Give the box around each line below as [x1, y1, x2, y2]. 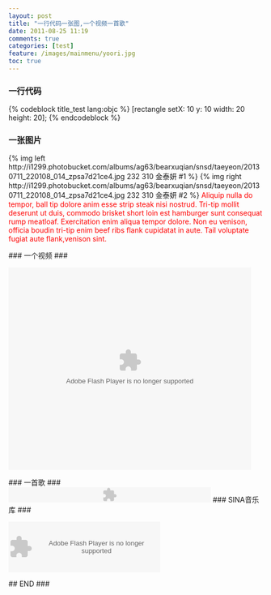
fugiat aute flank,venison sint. [8, 234, 107, 244]
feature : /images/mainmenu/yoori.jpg [8, 49, 136, 58]
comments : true [8, 34, 60, 43]
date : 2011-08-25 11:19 [8, 27, 89, 35]
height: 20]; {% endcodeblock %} [8, 113, 121, 122]
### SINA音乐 [212, 495, 260, 505]
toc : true [8, 58, 42, 66]
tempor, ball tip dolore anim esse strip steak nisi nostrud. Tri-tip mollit [8, 199, 239, 209]
